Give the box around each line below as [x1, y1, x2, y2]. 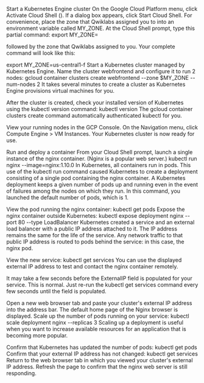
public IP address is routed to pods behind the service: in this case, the [6, 238, 185, 245]
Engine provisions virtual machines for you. [6, 87, 114, 94]
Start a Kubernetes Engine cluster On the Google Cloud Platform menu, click [6, 5, 198, 12]
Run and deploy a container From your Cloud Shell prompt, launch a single [6, 149, 193, 156]
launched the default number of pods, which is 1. [6, 194, 129, 201]
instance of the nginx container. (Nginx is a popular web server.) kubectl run [6, 155, 197, 162]
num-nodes [6, 81, 36, 88]
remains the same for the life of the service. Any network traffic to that [6, 232, 183, 238]
